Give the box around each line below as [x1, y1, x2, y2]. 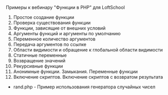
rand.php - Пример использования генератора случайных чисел [13, 84, 156, 90]
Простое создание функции [13, 14, 74, 20]
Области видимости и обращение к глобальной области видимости [13, 47, 163, 53]
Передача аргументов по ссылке [13, 41, 87, 47]
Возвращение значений [13, 58, 66, 63]
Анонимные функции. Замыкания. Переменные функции [13, 68, 138, 75]
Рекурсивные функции [13, 63, 63, 69]
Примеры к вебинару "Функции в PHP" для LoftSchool [6, 5, 125, 10]
